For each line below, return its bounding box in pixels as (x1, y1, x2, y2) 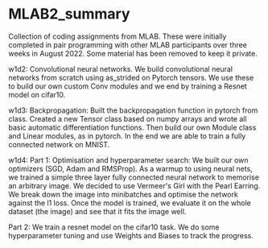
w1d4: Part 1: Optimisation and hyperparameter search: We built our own (8, 155, 249, 165)
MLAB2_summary (8, 5, 130, 23)
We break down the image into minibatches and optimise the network (8, 189, 239, 199)
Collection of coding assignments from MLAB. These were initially (8, 31, 227, 41)
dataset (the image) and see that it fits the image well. (8, 206, 187, 216)
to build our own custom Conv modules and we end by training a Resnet (8, 81, 247, 91)
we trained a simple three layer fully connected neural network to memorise (8, 172, 260, 182)
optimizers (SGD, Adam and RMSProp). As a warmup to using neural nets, (8, 163, 254, 173)
